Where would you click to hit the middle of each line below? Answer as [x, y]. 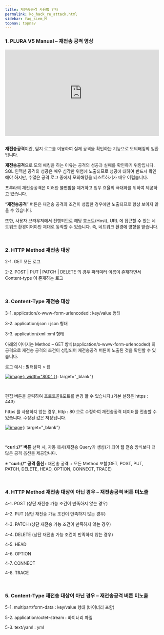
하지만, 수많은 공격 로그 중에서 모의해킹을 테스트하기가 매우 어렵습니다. [81, 177]
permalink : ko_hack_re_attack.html [41, 14]
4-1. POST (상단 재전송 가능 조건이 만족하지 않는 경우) [57, 503]
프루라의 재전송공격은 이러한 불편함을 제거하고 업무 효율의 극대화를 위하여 [75, 188]
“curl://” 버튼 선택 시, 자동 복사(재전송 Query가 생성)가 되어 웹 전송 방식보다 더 [80, 447]
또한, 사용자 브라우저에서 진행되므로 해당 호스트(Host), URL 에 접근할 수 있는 [78, 221]
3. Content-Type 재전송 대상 [38, 302]
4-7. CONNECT [20, 563]
